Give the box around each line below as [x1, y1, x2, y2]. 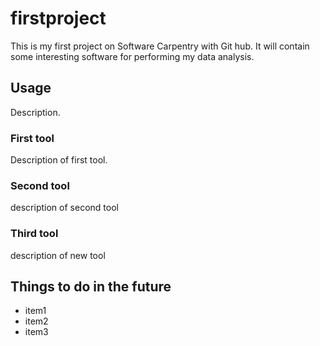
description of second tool [10, 202, 119, 214]
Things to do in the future [10, 278, 172, 296]
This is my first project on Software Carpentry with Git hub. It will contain [10, 40, 310, 52]
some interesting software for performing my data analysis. [10, 50, 255, 62]
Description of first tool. [10, 154, 108, 166]
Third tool [10, 227, 59, 241]
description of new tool [10, 249, 106, 261]
